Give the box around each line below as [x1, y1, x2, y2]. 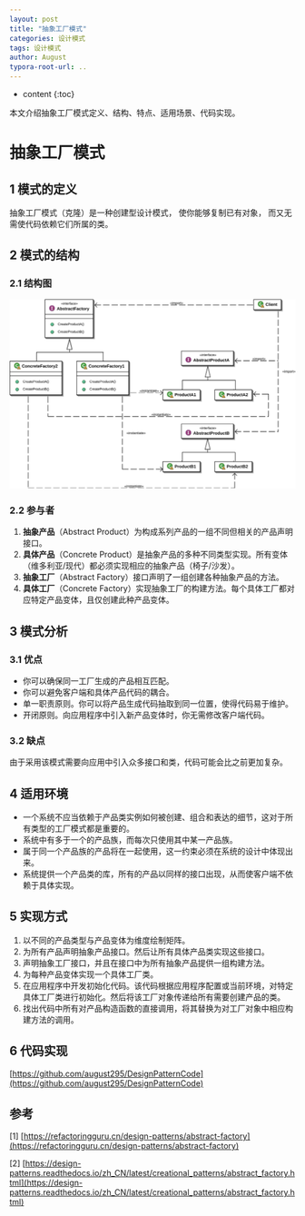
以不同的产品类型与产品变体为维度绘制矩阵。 [22, 934, 191, 945]
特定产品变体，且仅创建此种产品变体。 [30, 595, 174, 606]
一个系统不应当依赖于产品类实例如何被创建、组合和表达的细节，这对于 [22, 811, 286, 822]
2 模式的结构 [9, 248, 80, 263]
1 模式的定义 [9, 182, 78, 197]
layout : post [9, 15, 59, 24]
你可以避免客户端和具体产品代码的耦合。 [22, 687, 174, 697]
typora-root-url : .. [9, 63, 88, 72]
